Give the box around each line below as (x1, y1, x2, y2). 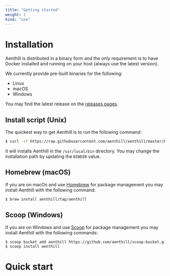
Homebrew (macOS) (5, 168, 71, 177)
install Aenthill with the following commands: (5, 229, 98, 235)
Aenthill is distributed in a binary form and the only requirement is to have (5, 55, 158, 61)
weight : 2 (5, 12, 26, 17)
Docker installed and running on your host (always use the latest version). (5, 61, 159, 67)
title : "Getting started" (5, 7, 60, 13)
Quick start (5, 261, 53, 272)
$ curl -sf (5, 139, 28, 144)
